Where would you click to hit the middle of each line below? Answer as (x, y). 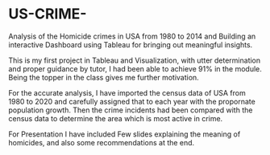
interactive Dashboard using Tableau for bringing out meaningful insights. (131, 44)
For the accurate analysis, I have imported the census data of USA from (127, 92)
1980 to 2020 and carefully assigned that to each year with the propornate (132, 101)
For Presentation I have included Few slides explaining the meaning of (125, 134)
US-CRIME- (48, 14)
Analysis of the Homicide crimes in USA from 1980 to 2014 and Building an (132, 36)
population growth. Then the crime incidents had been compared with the (131, 110)
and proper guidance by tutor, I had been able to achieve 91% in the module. (135, 68)
